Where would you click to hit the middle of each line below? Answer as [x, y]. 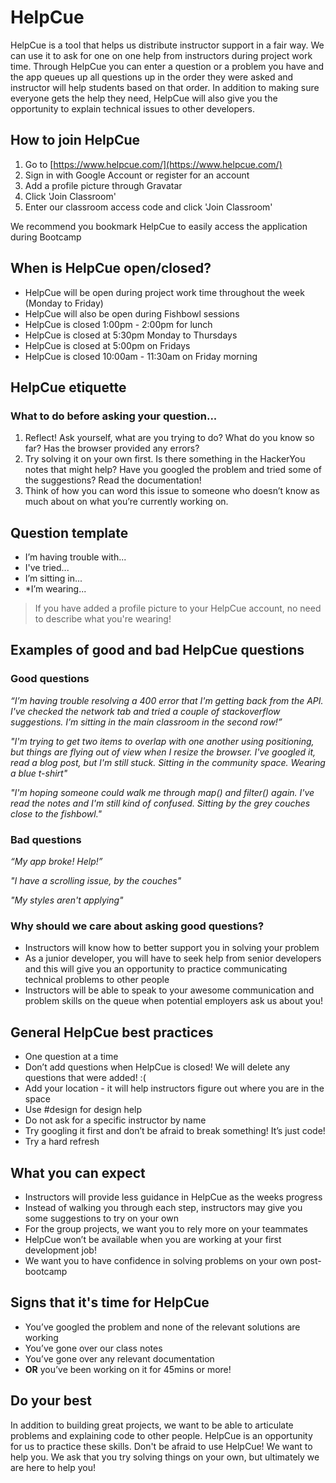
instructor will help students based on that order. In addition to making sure [165, 87]
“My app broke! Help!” [56, 862]
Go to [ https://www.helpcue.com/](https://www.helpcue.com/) [153, 164]
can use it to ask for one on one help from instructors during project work [161, 55]
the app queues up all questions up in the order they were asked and [152, 77]
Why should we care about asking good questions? [137, 926]
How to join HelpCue [75, 140]
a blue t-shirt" [39, 773]
